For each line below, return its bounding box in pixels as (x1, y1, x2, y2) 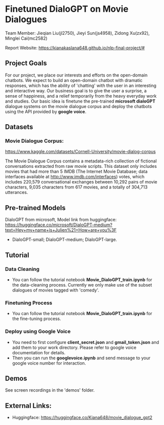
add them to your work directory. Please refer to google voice (12, 345, 137, 350)
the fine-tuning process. (12, 316, 61, 322)
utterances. (5, 189, 28, 195)
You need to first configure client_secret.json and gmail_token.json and (12, 339, 159, 345)
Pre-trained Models (5, 204, 66, 212)
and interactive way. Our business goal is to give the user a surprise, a (5, 87, 147, 94)
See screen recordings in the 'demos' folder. (5, 387, 95, 393)
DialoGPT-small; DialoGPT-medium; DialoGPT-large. (12, 237, 117, 242)
